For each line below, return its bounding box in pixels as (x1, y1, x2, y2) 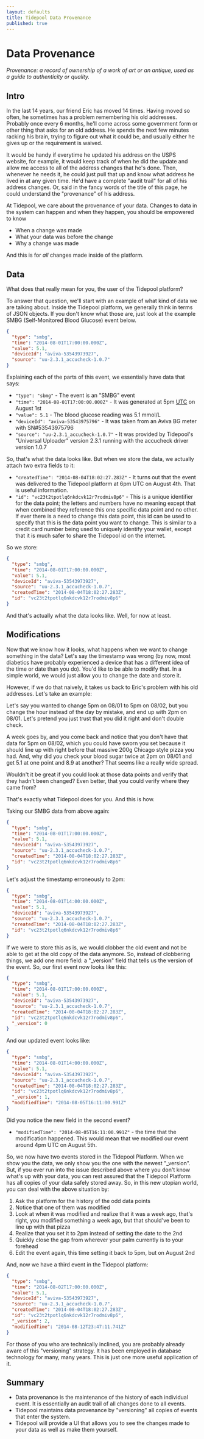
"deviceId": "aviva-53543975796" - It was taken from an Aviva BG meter (15, 418, 197, 425)
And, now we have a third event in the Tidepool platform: (6, 1260, 149, 1268)
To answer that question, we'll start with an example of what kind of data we (6, 297, 198, 304)
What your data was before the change (15, 233, 114, 241)
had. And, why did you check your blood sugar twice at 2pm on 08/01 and (6, 752, 192, 760)
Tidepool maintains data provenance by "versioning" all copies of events (15, 1407, 198, 1414)
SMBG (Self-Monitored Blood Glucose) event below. (6, 316, 137, 324)
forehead (15, 1242, 38, 1250)
